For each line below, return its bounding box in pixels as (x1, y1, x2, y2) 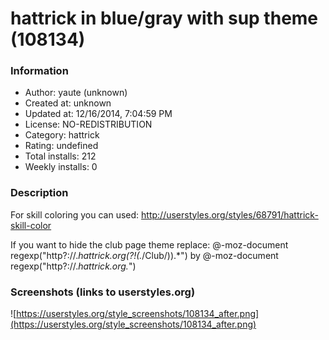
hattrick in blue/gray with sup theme (10, 7, 319, 30)
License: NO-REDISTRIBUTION (24, 118, 153, 131)
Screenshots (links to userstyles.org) (10, 285, 196, 299)
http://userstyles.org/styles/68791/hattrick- (141, 208, 319, 221)
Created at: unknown (24, 97, 112, 109)
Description (10, 186, 69, 200)
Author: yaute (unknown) (24, 87, 128, 99)
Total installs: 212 (24, 150, 97, 162)
